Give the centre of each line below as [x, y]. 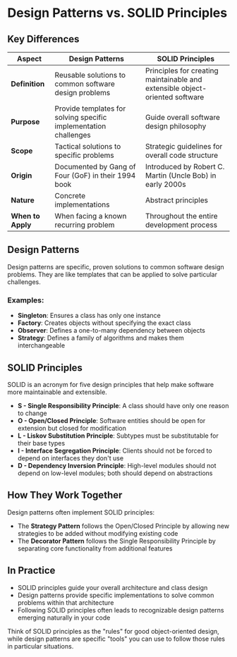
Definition [28, 84]
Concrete [70, 196]
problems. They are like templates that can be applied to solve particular [112, 274]
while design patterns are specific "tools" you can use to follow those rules [116, 639]
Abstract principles [176, 200]
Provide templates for [90, 109]
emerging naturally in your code [64, 618]
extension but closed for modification [72, 428]
